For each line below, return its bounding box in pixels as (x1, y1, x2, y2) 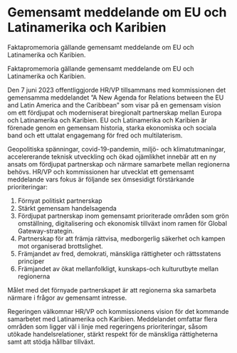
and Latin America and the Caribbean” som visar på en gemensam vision (7, 100, 221, 109)
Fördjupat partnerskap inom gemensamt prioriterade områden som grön (17, 211, 229, 220)
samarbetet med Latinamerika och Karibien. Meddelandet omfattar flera (7, 315, 218, 323)
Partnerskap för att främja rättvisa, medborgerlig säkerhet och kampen (17, 234, 226, 243)
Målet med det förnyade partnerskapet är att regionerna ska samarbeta (7, 285, 216, 294)
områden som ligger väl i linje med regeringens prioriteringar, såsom (7, 322, 208, 331)
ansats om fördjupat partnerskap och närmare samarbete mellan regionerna (7, 159, 230, 168)
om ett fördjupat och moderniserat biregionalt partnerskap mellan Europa (7, 108, 222, 117)
